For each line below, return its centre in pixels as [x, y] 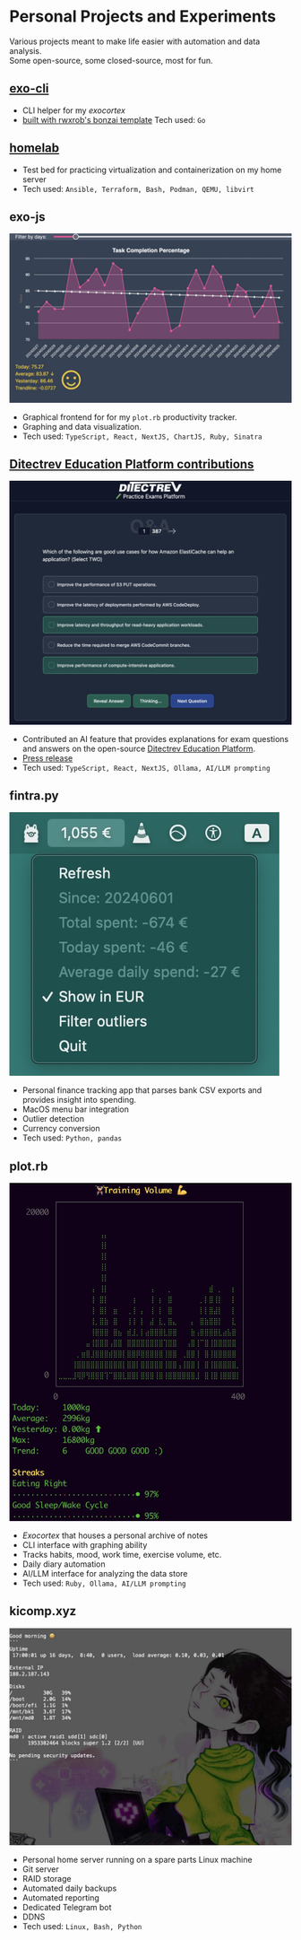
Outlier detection [53, 1119]
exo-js [28, 217]
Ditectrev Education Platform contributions [132, 464]
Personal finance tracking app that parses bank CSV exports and [142, 1090]
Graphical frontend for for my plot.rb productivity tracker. [129, 417]
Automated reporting [61, 1898]
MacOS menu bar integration [76, 1109]
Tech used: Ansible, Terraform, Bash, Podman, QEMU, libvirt [138, 188]
